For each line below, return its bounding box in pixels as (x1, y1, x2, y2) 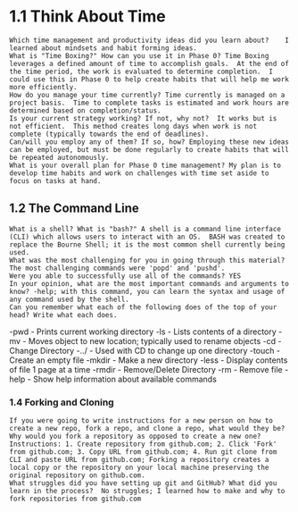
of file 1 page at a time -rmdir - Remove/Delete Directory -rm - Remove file (9, 364, 283, 374)
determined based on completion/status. (9, 105, 162, 115)
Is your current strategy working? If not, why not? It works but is (9, 113, 277, 122)
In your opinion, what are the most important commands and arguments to (9, 279, 290, 288)
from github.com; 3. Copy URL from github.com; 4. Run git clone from (9, 448, 277, 457)
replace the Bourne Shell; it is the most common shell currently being (9, 239, 286, 249)
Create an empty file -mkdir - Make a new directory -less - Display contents (9, 355, 288, 365)
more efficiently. (9, 82, 78, 91)
